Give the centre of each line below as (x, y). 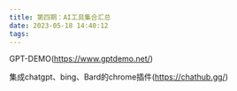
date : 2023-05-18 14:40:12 (59, 26)
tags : (19, 34)
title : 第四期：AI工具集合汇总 (60, 17)
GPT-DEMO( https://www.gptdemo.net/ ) (81, 59)
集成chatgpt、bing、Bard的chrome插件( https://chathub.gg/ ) (119, 77)
